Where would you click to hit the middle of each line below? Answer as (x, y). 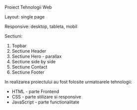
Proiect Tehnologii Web (28, 7)
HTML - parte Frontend (35, 91)
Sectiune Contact (29, 67)
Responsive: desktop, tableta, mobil (41, 26)
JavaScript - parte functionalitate (46, 102)
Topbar (19, 46)
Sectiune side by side (34, 61)
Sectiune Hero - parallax (37, 56)
